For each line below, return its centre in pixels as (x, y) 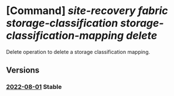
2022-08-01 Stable (34, 87)
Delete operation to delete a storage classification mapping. (78, 52)
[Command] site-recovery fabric (87, 11)
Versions (23, 71)
